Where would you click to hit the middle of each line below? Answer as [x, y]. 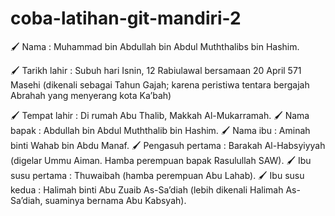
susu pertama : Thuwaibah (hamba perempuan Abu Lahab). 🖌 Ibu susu [157, 175]
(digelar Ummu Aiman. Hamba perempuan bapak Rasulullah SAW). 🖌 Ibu [161, 160]
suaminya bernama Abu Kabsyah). [115, 200]
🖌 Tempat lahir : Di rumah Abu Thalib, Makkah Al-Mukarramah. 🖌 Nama [160, 115]
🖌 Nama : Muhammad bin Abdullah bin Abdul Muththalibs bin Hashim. [155, 46]
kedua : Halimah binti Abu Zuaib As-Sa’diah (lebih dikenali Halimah [147, 189]
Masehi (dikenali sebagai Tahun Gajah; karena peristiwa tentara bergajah [160, 84]
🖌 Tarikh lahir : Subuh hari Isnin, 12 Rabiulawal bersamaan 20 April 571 [156, 70]
